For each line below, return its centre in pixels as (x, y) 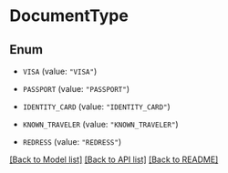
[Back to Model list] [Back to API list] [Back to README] (114, 159)
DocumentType (69, 16)
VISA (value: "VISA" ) (60, 71)
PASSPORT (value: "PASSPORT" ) (76, 89)
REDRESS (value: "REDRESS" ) (72, 142)
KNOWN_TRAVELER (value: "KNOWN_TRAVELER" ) (101, 124)
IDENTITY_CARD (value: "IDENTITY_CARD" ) (96, 107)
